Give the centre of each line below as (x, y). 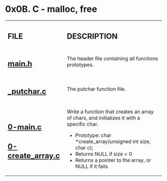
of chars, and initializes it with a (103, 118)
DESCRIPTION (92, 36)
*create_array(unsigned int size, (113, 142)
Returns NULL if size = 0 (104, 154)
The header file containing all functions (112, 58)
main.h (20, 64)
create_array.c (34, 155)
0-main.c (25, 127)
